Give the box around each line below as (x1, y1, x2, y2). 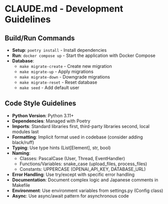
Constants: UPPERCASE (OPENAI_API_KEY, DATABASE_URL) (19, 166, 146, 172)
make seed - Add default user (19, 85, 80, 91)
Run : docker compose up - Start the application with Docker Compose (12, 52, 156, 58)
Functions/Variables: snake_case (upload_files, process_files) (19, 161, 147, 167)
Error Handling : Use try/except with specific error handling (12, 171, 135, 177)
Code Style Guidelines (5, 99, 76, 108)
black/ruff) (12, 139, 34, 145)
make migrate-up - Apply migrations (19, 69, 94, 75)
